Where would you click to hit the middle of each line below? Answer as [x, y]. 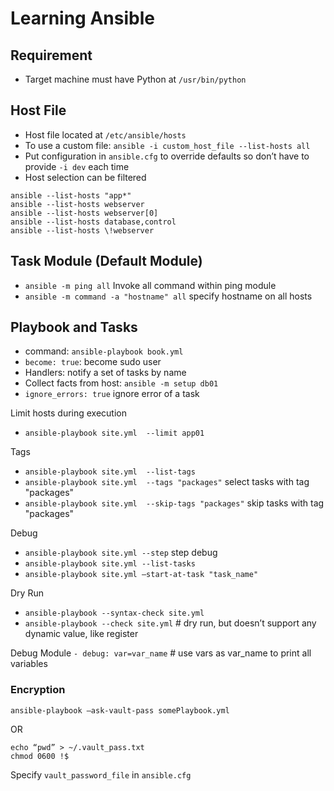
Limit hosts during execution [69, 413]
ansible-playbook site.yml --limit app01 [114, 433]
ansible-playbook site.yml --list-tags [110, 472]
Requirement [51, 55]
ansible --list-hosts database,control [93, 222]
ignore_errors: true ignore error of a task [112, 394]
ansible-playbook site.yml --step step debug [121, 553]
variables [29, 664]
